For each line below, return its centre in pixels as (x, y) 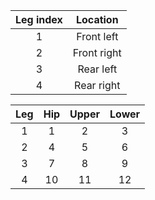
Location (97, 19)
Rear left (97, 69)
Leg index (39, 19)
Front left (97, 36)
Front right (97, 52)
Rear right (97, 85)
